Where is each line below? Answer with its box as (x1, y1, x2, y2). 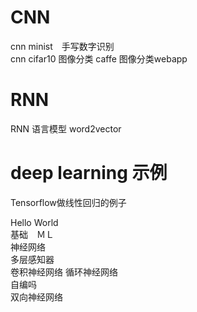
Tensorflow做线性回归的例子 (10, 196, 127, 208)
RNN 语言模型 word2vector (10, 122, 122, 135)
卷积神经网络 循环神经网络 (10, 266, 118, 278)
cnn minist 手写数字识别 (10, 40, 115, 52)
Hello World (10, 216, 59, 228)
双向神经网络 (10, 291, 63, 303)
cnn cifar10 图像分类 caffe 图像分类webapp (10, 52, 188, 65)
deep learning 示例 (10, 162, 168, 185)
